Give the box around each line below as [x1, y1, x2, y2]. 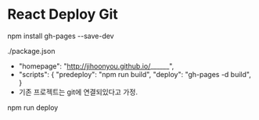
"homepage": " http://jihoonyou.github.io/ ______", [18, 61, 174, 71]
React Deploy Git [7, 5, 118, 23]
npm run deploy [7, 103, 59, 112]
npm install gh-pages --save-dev [7, 31, 114, 41]
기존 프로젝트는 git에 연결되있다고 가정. [18, 87, 138, 97]
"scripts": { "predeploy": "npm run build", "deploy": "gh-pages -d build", [18, 69, 251, 79]
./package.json [7, 46, 56, 55]
